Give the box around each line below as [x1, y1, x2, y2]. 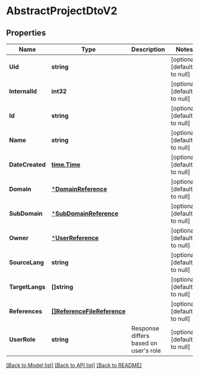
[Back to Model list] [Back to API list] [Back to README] [6, 362, 142, 369]
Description [131, 46, 165, 53]
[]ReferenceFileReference [51, 307, 126, 315]
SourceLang [9, 258, 44, 266]
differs [131, 332, 150, 340]
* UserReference [51, 234, 99, 242]
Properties [6, 28, 46, 38]
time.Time [51, 161, 81, 168]
